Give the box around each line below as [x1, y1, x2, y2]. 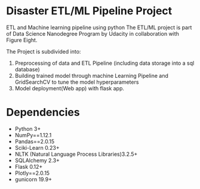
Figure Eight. [6, 36, 38, 43]
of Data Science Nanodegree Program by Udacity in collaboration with [6, 30, 179, 37]
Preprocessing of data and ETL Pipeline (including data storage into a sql [14, 59, 195, 67]
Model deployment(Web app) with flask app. [14, 84, 124, 92]
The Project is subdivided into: [6, 48, 81, 55]
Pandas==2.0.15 [14, 138, 55, 145]
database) [14, 65, 40, 73]
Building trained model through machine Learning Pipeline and [14, 72, 169, 79]
